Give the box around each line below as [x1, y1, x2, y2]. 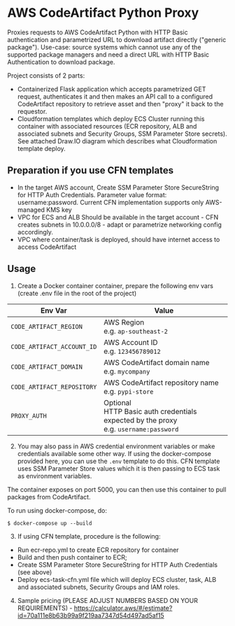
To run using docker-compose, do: [7, 506, 107, 515]
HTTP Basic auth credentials [104, 406, 197, 416]
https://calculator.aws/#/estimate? [73, 604, 173, 612]
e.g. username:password [104, 424, 179, 434]
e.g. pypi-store [104, 386, 154, 396]
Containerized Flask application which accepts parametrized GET [17, 85, 206, 93]
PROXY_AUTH [10, 411, 47, 420]
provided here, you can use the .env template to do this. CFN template [17, 457, 220, 465]
